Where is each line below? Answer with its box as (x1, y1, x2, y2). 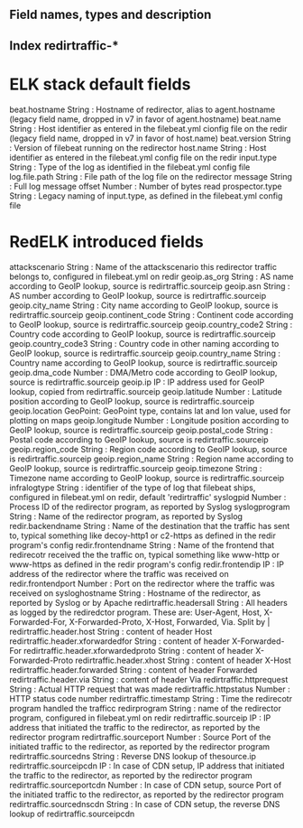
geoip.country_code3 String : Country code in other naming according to (9, 338, 280, 349)
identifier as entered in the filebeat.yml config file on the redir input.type (9, 152, 278, 163)
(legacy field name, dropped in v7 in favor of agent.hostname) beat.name (9, 113, 281, 125)
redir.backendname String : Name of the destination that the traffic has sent (9, 520, 290, 531)
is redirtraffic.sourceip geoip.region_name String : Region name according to (9, 453, 294, 464)
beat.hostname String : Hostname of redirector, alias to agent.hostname (9, 104, 276, 115)
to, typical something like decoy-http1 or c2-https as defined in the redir (9, 530, 277, 541)
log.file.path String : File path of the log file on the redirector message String (9, 171, 293, 181)
